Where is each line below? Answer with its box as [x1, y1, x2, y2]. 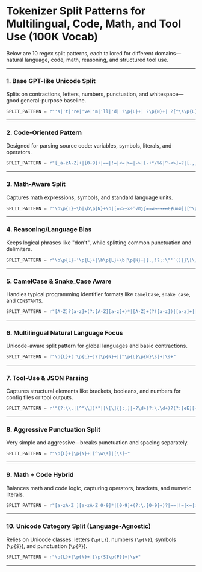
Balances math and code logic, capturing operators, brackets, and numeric [6, 484, 192, 491]
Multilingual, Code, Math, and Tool [6, 17, 182, 31]
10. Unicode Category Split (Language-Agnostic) [6, 522, 151, 530]
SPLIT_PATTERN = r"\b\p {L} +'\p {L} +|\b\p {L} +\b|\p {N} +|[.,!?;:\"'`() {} [6, 257, 187, 263]
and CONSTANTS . [6, 297, 43, 304]
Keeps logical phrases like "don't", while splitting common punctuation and [6, 239, 192, 246]
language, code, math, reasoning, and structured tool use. [25, 56, 169, 63]
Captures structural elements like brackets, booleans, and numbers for [6, 387, 182, 395]
